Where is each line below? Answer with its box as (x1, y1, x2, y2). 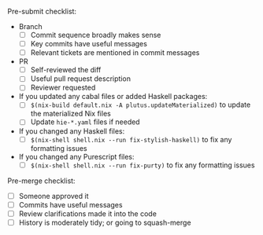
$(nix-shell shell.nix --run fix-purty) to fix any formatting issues (30, 160, 255, 170)
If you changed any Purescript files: (18, 152, 135, 161)
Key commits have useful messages (30, 39, 147, 49)
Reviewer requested (30, 83, 96, 93)
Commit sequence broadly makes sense (30, 31, 161, 39)
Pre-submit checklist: (7, 7, 76, 16)
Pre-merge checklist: (7, 176, 76, 185)
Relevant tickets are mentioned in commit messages (30, 48, 200, 57)
